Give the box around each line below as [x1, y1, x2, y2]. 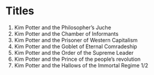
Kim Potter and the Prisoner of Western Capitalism [14, 36, 138, 43]
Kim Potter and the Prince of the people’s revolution [14, 55, 141, 62]
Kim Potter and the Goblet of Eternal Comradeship [14, 43, 137, 50]
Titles [5, 4, 34, 18]
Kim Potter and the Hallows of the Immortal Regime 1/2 [14, 61, 149, 69]
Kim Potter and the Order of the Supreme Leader [14, 49, 134, 56]
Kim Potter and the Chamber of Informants [14, 30, 119, 37]
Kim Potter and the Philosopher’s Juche [14, 24, 111, 31]
